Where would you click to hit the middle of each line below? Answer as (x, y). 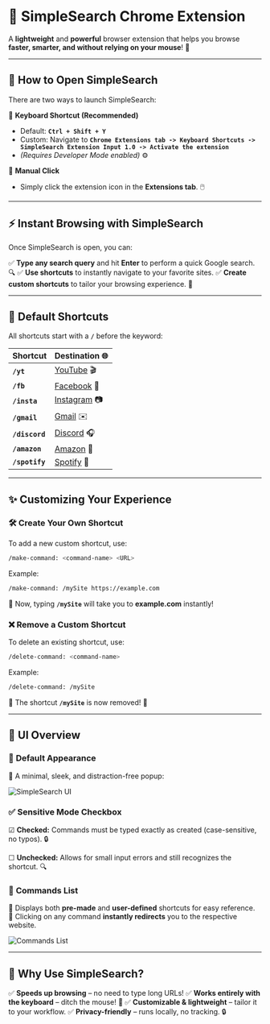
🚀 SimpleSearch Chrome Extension (127, 17)
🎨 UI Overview (45, 735)
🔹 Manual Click (34, 170)
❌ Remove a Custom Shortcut (67, 624)
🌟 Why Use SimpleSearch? (76, 974)
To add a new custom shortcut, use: (67, 544)
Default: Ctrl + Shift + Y (63, 131)
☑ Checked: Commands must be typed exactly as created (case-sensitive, (133, 830)
